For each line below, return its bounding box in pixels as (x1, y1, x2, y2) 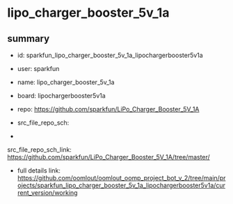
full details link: (17, 166, 61, 175)
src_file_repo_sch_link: (7, 146, 72, 154)
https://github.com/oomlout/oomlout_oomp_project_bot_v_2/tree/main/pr (17, 174, 226, 182)
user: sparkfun (17, 65, 60, 72)
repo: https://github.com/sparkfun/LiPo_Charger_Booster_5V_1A (17, 105, 200, 113)
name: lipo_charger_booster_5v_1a (17, 78, 115, 86)
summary (7, 33, 50, 45)
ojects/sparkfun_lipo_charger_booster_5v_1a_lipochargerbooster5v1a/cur (17, 181, 226, 189)
